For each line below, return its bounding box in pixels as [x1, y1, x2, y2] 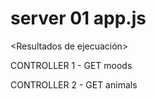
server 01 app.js [10, 7, 147, 30]
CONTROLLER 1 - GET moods [10, 59, 133, 71]
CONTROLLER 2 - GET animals [10, 78, 138, 91]
